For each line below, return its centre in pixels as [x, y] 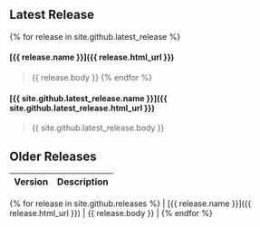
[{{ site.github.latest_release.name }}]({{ [88, 98]
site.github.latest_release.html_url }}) [82, 108]
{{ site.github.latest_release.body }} [98, 128]
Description [83, 182]
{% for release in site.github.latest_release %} [95, 36]
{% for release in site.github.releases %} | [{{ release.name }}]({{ [130, 203]
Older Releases [53, 156]
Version [31, 182]
